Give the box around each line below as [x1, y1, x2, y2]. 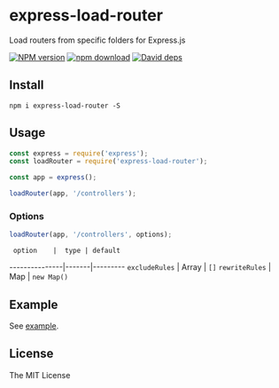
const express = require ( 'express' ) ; [9, 148, 149, 158]
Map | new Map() [9, 272, 69, 282]
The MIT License [9, 369, 71, 380]
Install [9, 77, 44, 93]
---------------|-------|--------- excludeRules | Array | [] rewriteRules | [9, 262, 272, 273]
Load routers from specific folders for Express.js [9, 35, 186, 45]
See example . [9, 321, 59, 331]
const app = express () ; [9, 173, 97, 182]
